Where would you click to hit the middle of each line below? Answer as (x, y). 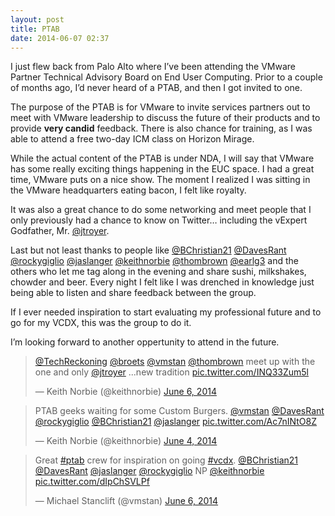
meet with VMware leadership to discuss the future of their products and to (165, 118)
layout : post (37, 19)
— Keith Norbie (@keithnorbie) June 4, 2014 (126, 441)
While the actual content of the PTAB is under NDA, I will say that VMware (162, 158)
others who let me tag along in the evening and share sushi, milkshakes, (158, 272)
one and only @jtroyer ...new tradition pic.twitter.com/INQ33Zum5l (171, 372)
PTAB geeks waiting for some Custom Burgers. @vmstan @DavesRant (179, 411)
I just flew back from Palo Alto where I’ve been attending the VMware (153, 67)
